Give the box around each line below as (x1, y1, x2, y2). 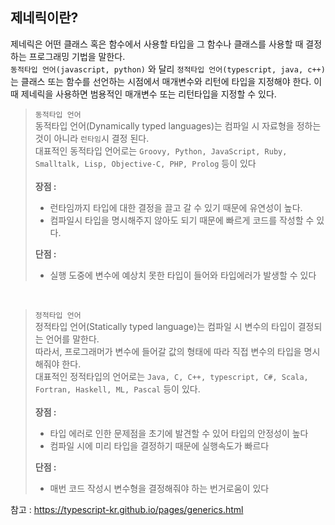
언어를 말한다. (45, 333, 100, 345)
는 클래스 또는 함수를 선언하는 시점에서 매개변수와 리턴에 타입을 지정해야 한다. (10, 75, 312, 87)
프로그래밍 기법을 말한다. (28, 50, 126, 62)
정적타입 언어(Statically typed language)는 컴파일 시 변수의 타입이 (34, 320, 296, 332)
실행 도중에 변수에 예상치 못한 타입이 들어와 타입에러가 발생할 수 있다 (49, 269, 317, 281)
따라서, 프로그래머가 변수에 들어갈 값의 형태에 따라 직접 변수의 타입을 (34, 345, 302, 357)
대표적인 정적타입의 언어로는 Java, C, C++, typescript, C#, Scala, (34, 370, 309, 382)
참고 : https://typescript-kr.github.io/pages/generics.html (10, 503, 244, 515)
